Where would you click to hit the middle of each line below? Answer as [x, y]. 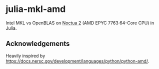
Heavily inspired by [25, 56]
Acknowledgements [38, 44]
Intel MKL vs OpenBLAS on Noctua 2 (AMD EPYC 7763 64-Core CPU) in [80, 23]
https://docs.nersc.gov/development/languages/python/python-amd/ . [77, 61]
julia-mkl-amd [36, 9]
